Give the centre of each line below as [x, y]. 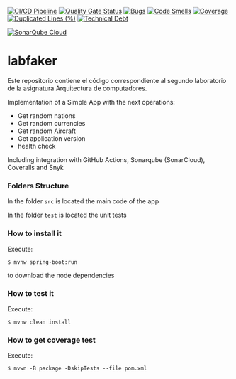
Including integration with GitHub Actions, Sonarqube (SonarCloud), [106, 159]
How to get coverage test [51, 340]
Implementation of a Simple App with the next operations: [91, 102]
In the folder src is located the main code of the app [83, 201]
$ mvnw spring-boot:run [43, 262]
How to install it [35, 233]
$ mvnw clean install [39, 322]
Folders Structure [38, 186]
